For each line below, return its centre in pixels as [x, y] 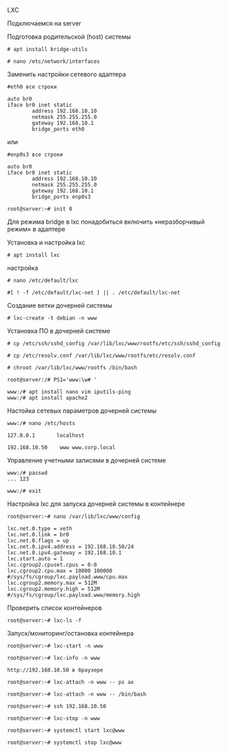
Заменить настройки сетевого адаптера [67, 74]
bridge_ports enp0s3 [61, 197]
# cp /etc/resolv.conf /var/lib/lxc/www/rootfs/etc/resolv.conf [101, 355]
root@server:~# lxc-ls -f [44, 620]
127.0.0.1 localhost [46, 436]
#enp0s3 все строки [35, 155]
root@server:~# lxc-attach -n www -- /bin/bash [77, 694]
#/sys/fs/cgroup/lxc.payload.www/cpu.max [68, 577]
